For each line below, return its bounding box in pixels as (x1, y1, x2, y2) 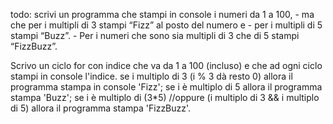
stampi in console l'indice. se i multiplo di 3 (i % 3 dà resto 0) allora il (10, 70, 293, 82)
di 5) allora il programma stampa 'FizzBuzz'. (10, 102, 192, 114)
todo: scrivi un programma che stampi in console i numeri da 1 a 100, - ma (10, 9, 315, 20)
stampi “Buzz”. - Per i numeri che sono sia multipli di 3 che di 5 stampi (10, 30, 300, 41)
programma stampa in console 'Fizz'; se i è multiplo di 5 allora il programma (10, 81, 323, 93)
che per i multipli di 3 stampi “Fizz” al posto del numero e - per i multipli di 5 (10, 19, 323, 31)
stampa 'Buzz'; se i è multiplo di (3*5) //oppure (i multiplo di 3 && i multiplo (10, 92, 320, 103)
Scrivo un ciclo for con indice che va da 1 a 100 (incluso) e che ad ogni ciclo (10, 60, 323, 71)
